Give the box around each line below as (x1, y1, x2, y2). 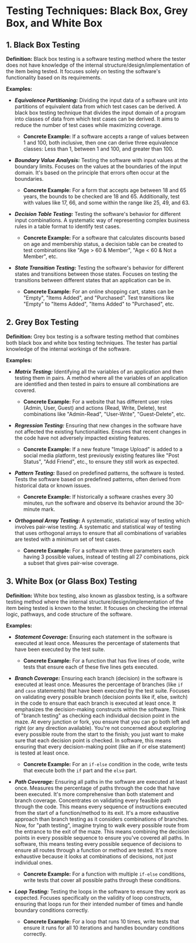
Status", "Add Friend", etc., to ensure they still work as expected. (23, 458, 180, 465)
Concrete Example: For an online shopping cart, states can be (23, 288, 174, 295)
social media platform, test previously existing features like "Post (23, 452, 180, 459)
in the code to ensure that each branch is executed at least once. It (14, 699, 176, 707)
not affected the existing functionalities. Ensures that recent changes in (14, 428, 187, 435)
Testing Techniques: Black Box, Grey (6, 4, 188, 18)
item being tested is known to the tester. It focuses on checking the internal (6, 604, 188, 611)
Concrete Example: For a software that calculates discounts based (23, 234, 185, 241)
